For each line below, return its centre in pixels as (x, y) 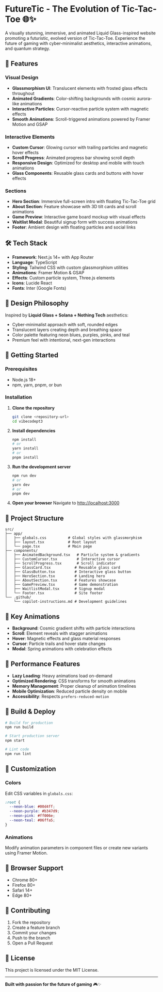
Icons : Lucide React (32, 283)
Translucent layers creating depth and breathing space (67, 330)
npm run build (19, 727)
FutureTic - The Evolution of (62, 9)
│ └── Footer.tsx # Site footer (54, 593)
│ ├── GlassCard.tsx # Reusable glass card (63, 568)
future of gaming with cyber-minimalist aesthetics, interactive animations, (78, 43)
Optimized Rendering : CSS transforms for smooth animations (74, 681)
